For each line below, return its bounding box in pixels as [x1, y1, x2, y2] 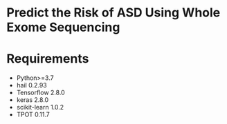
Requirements [6, 51, 89, 67]
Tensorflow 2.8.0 [16, 88, 65, 97]
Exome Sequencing [6, 19, 120, 35]
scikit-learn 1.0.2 [16, 103, 64, 112]
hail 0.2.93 [16, 81, 47, 90]
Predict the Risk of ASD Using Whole [6, 5, 221, 21]
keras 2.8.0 [16, 96, 49, 104]
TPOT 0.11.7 [16, 110, 50, 118]
